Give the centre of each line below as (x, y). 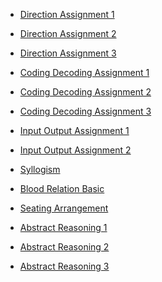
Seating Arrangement (64, 208)
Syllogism (40, 169)
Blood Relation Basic (62, 188)
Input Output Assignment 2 (75, 150)
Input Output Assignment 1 (74, 130)
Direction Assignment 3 (68, 53)
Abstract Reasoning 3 (64, 266)
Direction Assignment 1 (67, 14)
